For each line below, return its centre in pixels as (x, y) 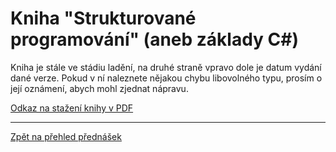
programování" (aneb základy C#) (155, 39)
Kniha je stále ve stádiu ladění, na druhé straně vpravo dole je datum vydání (166, 67)
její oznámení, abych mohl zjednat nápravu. (99, 88)
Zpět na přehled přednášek (66, 136)
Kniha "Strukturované (103, 18)
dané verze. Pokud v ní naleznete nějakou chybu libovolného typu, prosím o (166, 78)
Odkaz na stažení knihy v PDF (72, 108)
